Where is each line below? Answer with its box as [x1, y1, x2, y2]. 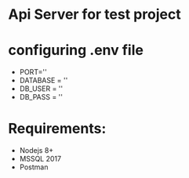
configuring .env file [8, 42, 144, 60]
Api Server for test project [8, 5, 182, 24]
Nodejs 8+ [19, 146, 54, 155]
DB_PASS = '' [19, 93, 63, 102]
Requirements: [8, 120, 107, 138]
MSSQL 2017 [19, 154, 61, 164]
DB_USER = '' [19, 84, 64, 93]
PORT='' [19, 67, 47, 77]
